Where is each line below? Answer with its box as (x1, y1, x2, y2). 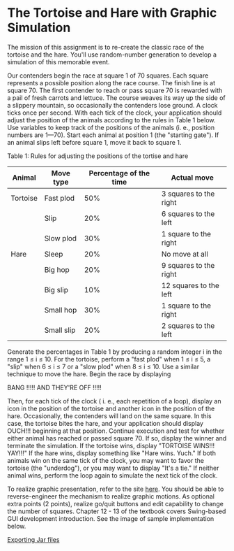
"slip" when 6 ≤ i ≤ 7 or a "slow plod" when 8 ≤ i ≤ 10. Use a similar (7, 362, 200, 371)
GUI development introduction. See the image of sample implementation (7, 514, 214, 522)
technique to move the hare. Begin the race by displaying (7, 369, 171, 378)
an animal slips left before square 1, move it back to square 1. (7, 138, 182, 146)
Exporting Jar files (7, 535, 60, 543)
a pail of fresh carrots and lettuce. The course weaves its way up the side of (7, 93, 226, 102)
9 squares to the (161, 260, 215, 270)
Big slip (44, 285, 68, 294)
